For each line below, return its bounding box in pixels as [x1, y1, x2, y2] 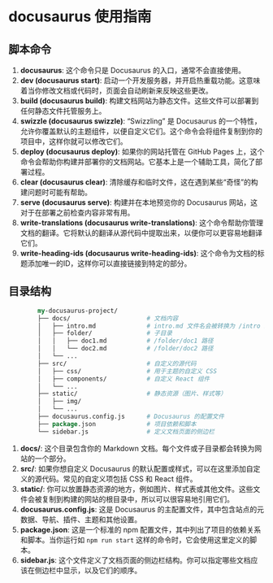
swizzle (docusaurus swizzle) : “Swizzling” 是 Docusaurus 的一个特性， [19, 116, 262, 126]
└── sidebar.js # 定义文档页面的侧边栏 [37, 428, 215, 436]
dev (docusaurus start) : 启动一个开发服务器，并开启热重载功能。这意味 [19, 76, 261, 85]
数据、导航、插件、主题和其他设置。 [19, 514, 142, 524]
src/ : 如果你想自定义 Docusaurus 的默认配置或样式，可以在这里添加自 [19, 463, 253, 473]
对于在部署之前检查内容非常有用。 [19, 208, 135, 217]
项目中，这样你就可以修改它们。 [19, 137, 128, 146]
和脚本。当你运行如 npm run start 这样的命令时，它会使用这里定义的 [19, 534, 250, 545]
